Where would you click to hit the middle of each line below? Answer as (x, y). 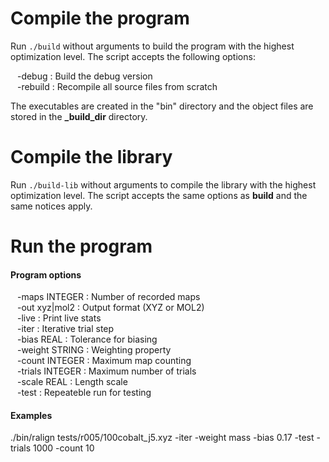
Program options (46, 274)
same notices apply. (51, 206)
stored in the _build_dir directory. (79, 116)
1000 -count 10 (63, 448)
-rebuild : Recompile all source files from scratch (117, 86)
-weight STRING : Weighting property (94, 350)
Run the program (81, 246)
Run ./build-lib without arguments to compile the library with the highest (163, 184)
